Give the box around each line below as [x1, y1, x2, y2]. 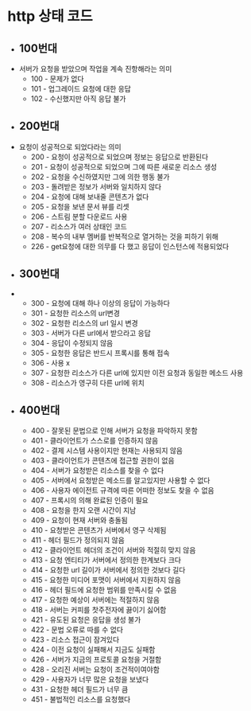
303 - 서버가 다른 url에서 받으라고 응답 [30, 328, 152, 338]
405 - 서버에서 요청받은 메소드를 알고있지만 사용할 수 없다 [30, 475, 210, 486]
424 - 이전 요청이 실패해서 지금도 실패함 [30, 645, 156, 654]
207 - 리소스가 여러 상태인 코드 [30, 221, 128, 231]
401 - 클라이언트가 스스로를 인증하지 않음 [30, 436, 159, 446]
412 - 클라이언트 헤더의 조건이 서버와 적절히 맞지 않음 [30, 545, 196, 555]
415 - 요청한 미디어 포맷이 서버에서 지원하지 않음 [30, 575, 182, 585]
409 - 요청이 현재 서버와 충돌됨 [30, 515, 128, 525]
